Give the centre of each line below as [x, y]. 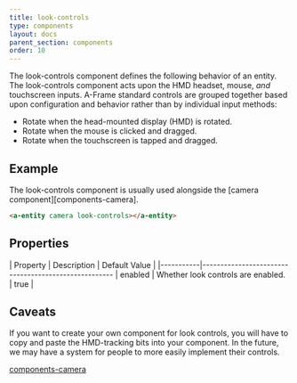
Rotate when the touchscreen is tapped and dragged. [120, 141]
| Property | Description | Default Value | [83, 265]
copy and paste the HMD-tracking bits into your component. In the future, [144, 343]
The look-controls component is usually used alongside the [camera [134, 190]
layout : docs [33, 34]
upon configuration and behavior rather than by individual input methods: [143, 104]
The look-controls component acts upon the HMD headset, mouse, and [140, 86]
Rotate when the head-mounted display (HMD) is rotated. [127, 122]
